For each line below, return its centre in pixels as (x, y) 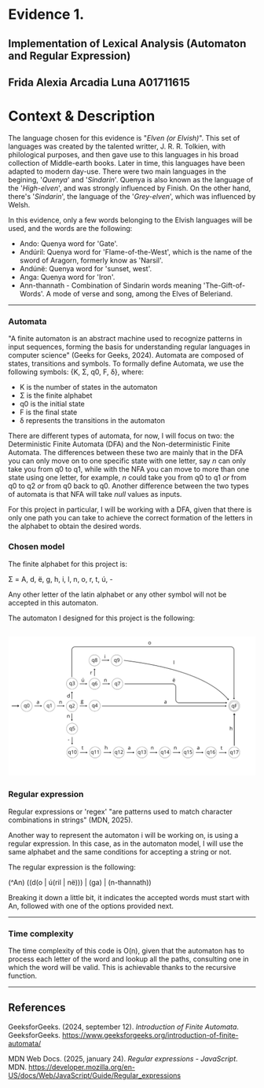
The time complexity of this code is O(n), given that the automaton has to (126, 950)
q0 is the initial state (52, 404)
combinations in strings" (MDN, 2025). (71, 820)
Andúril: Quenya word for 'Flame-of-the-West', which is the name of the (136, 252)
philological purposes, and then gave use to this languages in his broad (123, 154)
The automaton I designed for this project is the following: (101, 618)
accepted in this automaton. (53, 602)
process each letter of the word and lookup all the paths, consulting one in (128, 959)
